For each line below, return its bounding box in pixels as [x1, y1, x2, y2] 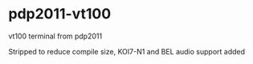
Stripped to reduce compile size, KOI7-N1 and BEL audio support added [8, 46, 246, 56]
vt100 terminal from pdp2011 [8, 31, 103, 41]
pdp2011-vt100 [8, 5, 112, 23]
